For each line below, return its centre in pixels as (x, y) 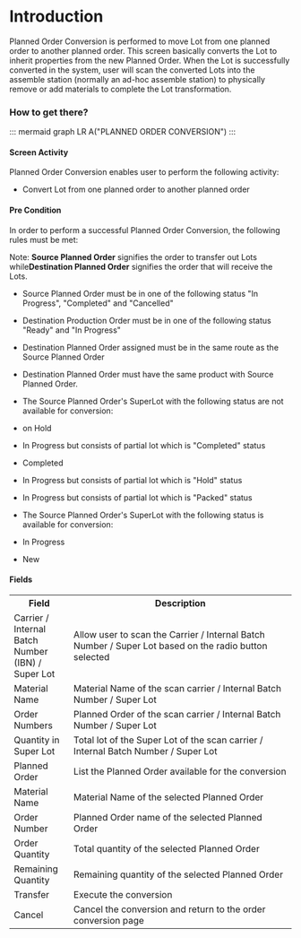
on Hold (37, 428)
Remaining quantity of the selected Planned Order (178, 874)
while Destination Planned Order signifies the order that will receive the (141, 266)
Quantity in (37, 740)
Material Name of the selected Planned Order (168, 797)
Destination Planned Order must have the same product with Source (148, 374)
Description (181, 603)
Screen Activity (39, 152)
